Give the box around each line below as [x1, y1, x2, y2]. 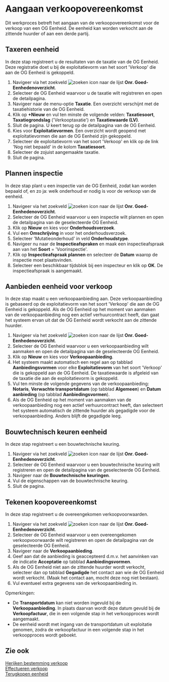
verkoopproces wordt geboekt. [12, 632, 77, 638]
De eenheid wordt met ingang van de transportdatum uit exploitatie [12, 621, 152, 627]
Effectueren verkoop [5, 665, 48, 671]
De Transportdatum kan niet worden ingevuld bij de [12, 600, 121, 606]
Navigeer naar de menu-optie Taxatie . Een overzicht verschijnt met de [12, 101, 159, 107]
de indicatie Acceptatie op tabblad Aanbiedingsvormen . [12, 559, 132, 565]
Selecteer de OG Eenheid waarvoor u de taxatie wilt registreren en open [12, 90, 162, 96]
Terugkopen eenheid [5, 671, 48, 677]
